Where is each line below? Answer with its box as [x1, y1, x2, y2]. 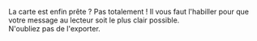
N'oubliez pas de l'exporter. [8, 24, 101, 33]
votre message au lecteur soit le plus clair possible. [8, 15, 180, 25]
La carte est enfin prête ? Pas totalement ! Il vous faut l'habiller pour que [8, 7, 250, 16]
